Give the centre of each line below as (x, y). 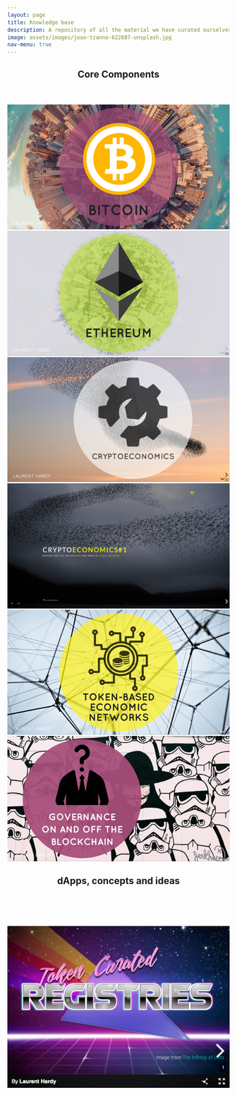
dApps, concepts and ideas (119, 881)
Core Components (119, 74)
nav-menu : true (30, 45)
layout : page (26, 15)
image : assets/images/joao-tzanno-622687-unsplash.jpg (90, 37)
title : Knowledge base (41, 22)
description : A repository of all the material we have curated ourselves (120, 30)
